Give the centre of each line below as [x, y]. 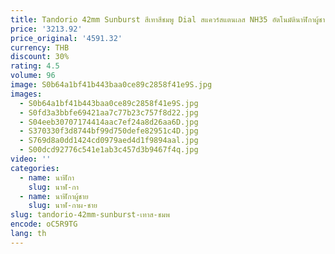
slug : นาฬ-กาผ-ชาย [63, 206]
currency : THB [40, 47]
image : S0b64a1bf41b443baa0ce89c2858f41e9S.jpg [111, 85]
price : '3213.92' [46, 29]
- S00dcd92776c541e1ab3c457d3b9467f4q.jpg [109, 150]
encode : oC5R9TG [44, 224]
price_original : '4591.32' [66, 38]
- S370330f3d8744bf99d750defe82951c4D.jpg [109, 131]
